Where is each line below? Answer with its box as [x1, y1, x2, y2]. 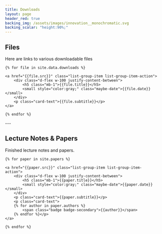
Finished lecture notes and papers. [5, 147, 75, 153]
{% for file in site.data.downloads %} [5, 65, 86, 70]
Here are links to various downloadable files [5, 56, 93, 62]
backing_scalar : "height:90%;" [5, 25, 68, 30]
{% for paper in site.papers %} [5, 156, 70, 161]
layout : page [5, 12, 32, 16]
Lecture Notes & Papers [5, 134, 78, 143]
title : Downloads [5, 7, 40, 12]
